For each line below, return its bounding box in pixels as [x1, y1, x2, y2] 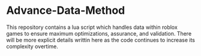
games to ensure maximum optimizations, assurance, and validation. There [6, 30, 192, 37]
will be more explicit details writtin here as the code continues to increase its [6, 36, 195, 43]
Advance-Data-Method [6, 4, 125, 17]
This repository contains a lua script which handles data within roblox [6, 23, 178, 31]
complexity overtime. [6, 43, 58, 50]
